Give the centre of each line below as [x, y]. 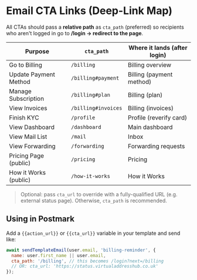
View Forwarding [32, 146]
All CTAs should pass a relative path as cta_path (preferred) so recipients [95, 27]
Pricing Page [27, 155]
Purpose [37, 51]
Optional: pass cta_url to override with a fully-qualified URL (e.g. [99, 194]
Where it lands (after [158, 47]
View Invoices [28, 108]
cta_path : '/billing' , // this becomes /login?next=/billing [88, 261]
